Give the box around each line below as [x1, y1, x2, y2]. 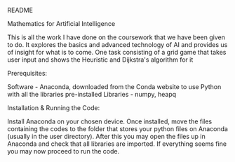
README [7, 6, 34, 14]
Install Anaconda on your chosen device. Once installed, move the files [7, 117, 213, 126]
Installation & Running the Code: [7, 104, 100, 112]
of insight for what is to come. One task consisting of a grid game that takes [7, 48, 227, 56]
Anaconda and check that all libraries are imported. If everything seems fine [7, 140, 227, 148]
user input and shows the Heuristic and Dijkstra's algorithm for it [7, 55, 194, 64]
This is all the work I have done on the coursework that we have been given [7, 33, 226, 41]
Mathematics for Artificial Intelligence [7, 20, 116, 27]
